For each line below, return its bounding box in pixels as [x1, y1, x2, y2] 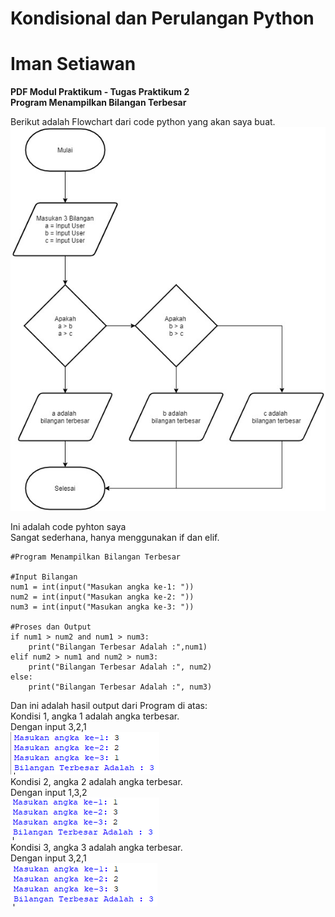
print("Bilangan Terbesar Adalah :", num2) [28, 662, 213, 672]
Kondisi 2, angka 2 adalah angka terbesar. [10, 776, 183, 788]
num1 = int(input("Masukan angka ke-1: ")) [10, 582, 195, 592]
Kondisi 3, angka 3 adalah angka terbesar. [10, 842, 183, 854]
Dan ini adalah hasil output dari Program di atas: [10, 700, 208, 712]
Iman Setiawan [10, 53, 137, 76]
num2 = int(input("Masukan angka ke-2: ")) [10, 592, 195, 602]
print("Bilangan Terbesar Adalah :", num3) [28, 682, 213, 692]
